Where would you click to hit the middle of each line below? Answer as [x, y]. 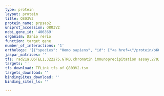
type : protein [20, 9]
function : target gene [28, 41]
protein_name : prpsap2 [28, 23]
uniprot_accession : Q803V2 [32, 28]
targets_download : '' [27, 73]
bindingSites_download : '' [32, 77]
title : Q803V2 [20, 18]
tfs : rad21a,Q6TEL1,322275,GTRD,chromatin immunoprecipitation [71, 59]
